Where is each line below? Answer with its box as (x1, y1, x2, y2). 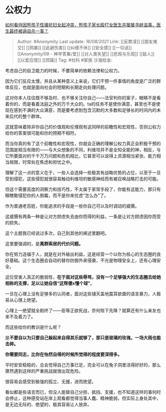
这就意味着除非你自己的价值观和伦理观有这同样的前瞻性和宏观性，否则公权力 (5, 124, 161, 130)
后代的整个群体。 (9, 113, 44, 119)
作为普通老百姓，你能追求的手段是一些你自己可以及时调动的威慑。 (5, 203, 139, 209)
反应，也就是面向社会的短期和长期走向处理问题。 (9, 84, 109, 90)
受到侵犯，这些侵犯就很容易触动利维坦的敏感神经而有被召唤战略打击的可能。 (5, 176, 161, 182)
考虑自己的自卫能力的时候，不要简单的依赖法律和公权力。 (5, 67, 122, 73)
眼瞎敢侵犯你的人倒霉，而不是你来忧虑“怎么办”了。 (5, 192, 109, 198)
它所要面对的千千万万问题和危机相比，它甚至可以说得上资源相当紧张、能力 (5, 153, 157, 159)
